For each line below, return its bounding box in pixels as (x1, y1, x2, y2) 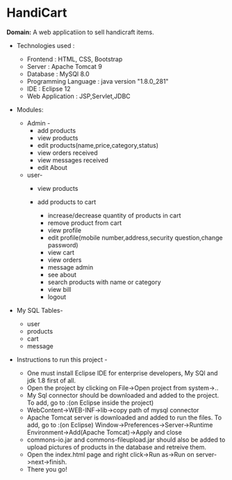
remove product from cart (47, 218, 122, 227)
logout (47, 293, 67, 301)
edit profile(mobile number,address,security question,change (47, 233, 223, 242)
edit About (37, 163, 67, 171)
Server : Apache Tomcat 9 (26, 62, 102, 70)
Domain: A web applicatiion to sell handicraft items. (6, 28, 154, 36)
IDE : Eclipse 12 (26, 84, 71, 93)
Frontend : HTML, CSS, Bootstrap (26, 54, 123, 63)
